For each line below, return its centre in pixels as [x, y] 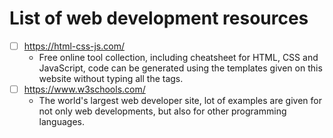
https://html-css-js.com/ [74, 46]
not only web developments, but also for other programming [162, 111]
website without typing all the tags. [111, 78]
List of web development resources [159, 18]
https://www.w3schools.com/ [84, 89]
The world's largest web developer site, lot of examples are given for [180, 101]
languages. [62, 122]
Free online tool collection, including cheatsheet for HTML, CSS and [178, 57]
